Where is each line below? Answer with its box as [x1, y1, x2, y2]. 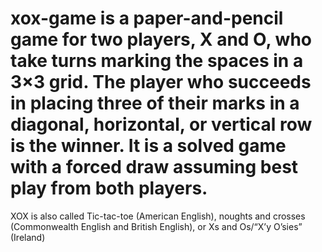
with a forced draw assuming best [10, 156, 299, 179]
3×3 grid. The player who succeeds [10, 71, 312, 94]
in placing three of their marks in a [10, 92, 300, 115]
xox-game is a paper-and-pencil [10, 7, 284, 30]
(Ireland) [10, 231, 46, 243]
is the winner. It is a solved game [10, 135, 287, 157]
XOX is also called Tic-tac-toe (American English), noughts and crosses [10, 210, 306, 222]
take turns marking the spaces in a [10, 50, 304, 72]
